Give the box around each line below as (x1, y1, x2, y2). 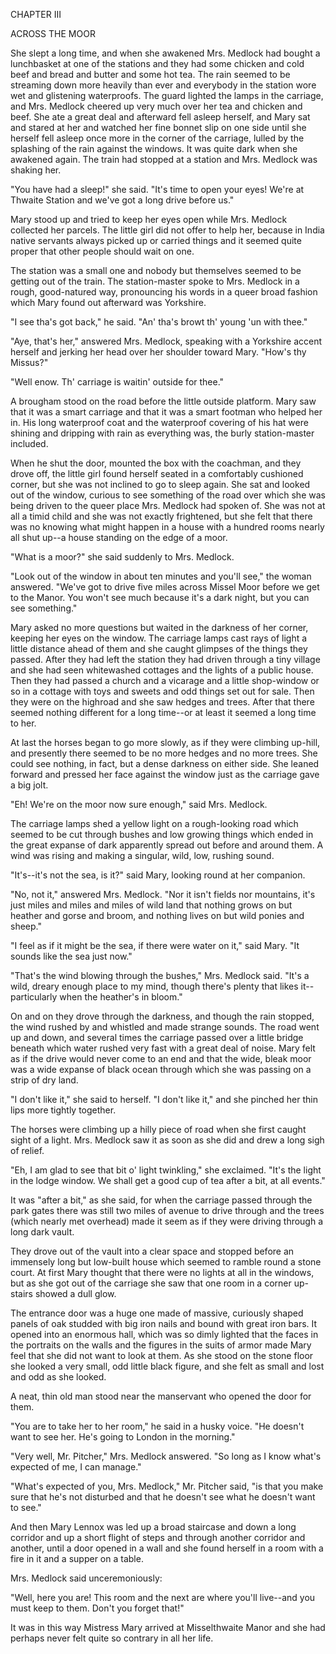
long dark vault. (10, 1226, 75, 1238)
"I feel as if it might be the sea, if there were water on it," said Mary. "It (10, 940, 300, 951)
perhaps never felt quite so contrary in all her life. (10, 1632, 214, 1644)
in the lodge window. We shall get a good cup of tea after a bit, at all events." (10, 1175, 326, 1186)
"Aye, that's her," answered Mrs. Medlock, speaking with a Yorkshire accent (10, 335, 323, 347)
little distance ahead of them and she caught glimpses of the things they (10, 643, 308, 654)
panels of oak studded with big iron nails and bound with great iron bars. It (10, 1318, 318, 1329)
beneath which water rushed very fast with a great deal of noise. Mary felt (10, 1042, 316, 1054)
